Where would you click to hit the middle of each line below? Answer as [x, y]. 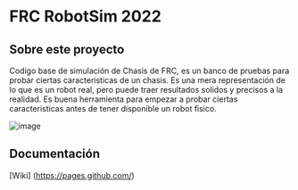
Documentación [55, 154]
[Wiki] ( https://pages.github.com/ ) [72, 175]
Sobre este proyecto [67, 50]
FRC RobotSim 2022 [86, 17]
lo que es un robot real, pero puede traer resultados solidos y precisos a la [146, 90]
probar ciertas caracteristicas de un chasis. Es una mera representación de [147, 80]
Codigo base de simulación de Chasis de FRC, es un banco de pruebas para [149, 70]
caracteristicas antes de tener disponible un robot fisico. [113, 108]
